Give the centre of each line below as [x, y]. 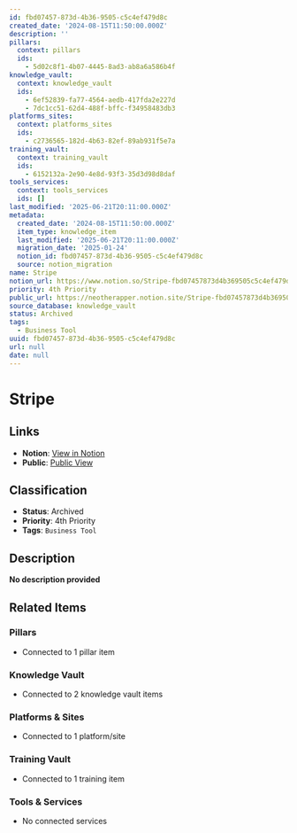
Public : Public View [57, 463]
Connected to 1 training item [73, 779]
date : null [29, 355]
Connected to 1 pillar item [68, 651]
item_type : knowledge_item [67, 231]
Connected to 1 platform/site [74, 736]
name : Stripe [33, 273]
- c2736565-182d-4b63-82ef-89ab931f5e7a [100, 141]
